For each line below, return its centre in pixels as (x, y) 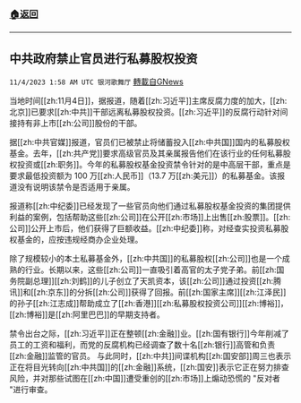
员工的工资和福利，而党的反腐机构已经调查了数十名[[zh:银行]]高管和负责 (142, 345)
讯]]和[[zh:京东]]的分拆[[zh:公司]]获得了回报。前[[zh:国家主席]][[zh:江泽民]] (148, 292)
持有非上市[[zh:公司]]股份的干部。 (79, 124)
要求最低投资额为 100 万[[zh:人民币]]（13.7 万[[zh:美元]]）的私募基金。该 (143, 176)
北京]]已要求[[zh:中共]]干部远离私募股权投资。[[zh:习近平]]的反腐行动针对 (145, 112)
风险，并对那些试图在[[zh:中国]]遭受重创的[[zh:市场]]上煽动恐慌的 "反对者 (145, 379)
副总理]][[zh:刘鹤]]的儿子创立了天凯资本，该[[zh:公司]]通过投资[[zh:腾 (153, 281)
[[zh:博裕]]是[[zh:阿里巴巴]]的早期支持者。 (87, 314)
